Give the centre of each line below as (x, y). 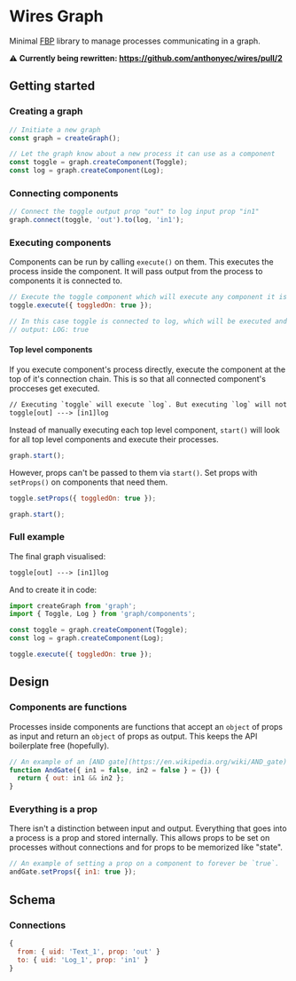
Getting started (52, 86)
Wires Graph (56, 16)
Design (29, 682)
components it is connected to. (66, 281)
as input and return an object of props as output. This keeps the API (133, 736)
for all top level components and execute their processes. (114, 439)
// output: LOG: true (49, 329)
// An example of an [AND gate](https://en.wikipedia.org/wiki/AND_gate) (148, 762)
